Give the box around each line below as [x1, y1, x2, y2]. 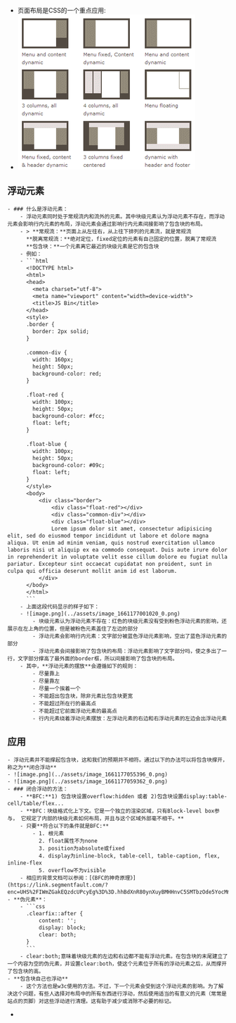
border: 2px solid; [32, 328, 90, 335]
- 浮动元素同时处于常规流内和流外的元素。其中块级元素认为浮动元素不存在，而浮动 [20, 213, 225, 220]
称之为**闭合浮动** [7, 764, 57, 771]
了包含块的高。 [7, 967, 44, 974]
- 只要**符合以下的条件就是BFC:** [20, 822, 110, 829]
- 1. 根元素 [32, 830, 65, 837]
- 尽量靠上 [32, 670, 60, 677]
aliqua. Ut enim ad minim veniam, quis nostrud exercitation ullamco [7, 539, 216, 546]
